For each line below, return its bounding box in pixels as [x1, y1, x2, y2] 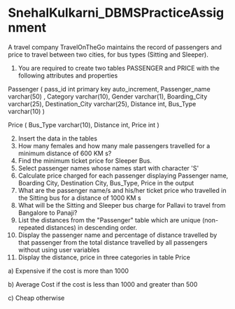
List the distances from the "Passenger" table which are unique [17, 215, 201, 224]
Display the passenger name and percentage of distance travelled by [17, 231, 218, 239]
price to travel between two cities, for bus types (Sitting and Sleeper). [8, 50, 208, 59]
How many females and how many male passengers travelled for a [17, 141, 211, 150]
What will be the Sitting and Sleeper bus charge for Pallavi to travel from [17, 201, 226, 209]
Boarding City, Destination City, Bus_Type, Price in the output [17, 178, 194, 187]
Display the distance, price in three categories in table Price [17, 253, 191, 261]
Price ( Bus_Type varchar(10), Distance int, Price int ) [8, 120, 159, 129]
